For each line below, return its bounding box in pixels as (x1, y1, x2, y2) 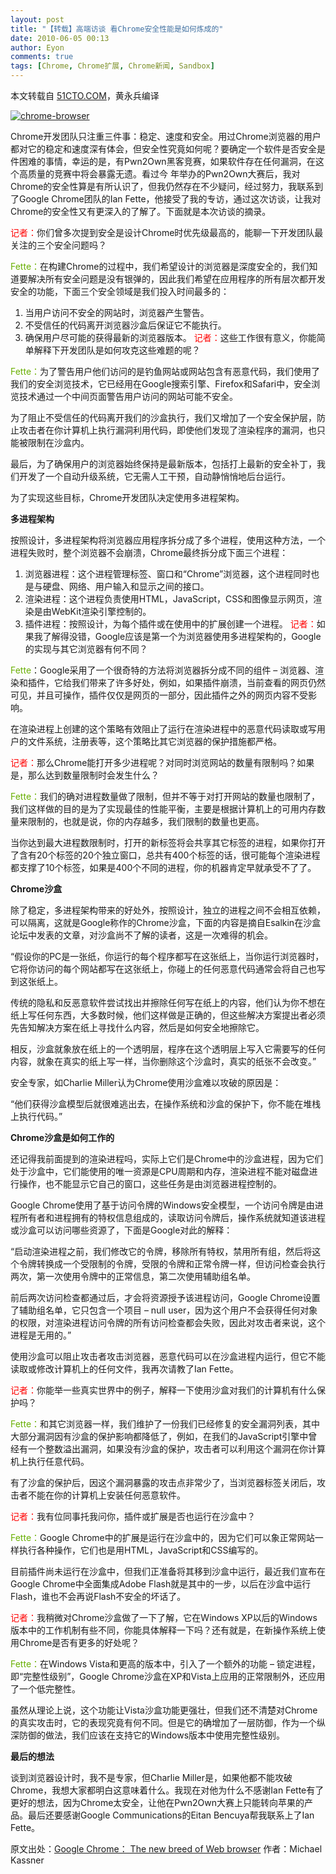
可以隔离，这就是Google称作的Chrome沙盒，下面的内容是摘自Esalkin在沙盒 (10, 917, 322, 928)
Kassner (10, 1854, 45, 1866)
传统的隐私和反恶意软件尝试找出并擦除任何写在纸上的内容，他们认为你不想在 (10, 997, 326, 1008)
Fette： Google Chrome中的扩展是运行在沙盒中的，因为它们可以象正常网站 (10, 1532, 315, 1543)
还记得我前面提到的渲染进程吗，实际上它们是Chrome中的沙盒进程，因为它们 (10, 1153, 324, 1165)
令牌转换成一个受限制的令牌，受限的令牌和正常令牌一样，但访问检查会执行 (18, 1258, 326, 1270)
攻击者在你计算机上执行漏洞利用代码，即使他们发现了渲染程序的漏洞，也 (18, 424, 317, 436)
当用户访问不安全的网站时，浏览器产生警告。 (24, 307, 210, 318)
